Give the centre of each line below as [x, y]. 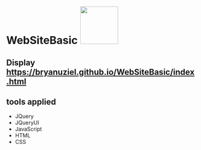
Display [21, 62]
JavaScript [28, 129]
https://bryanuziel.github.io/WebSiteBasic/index [101, 72]
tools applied [31, 102]
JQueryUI [27, 123]
